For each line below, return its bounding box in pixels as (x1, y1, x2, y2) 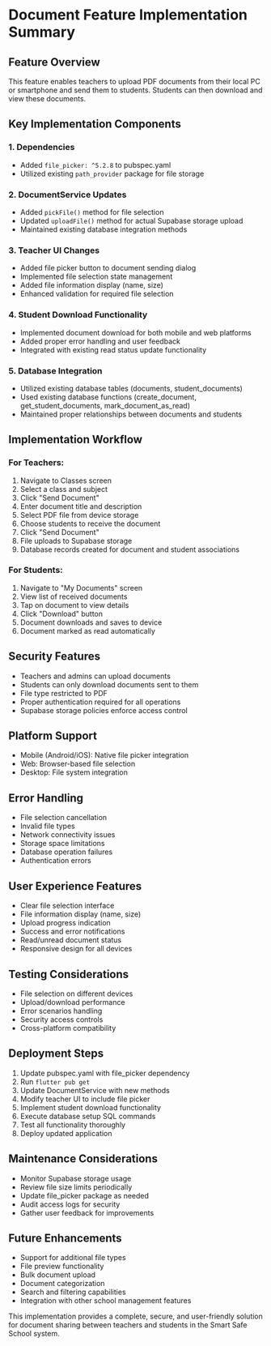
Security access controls (19, 1015, 104, 1024)
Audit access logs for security (19, 1199, 121, 1209)
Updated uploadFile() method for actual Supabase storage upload (19, 216, 243, 225)
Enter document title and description (19, 501, 142, 511)
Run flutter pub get (19, 1076, 91, 1087)
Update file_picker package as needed (19, 1190, 150, 1200)
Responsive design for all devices (19, 944, 133, 954)
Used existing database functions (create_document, (19, 391, 197, 402)
